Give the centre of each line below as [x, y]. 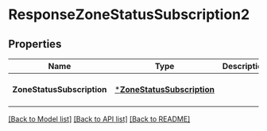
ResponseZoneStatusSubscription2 [129, 15]
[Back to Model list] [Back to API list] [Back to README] [99, 119]
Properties [35, 44]
